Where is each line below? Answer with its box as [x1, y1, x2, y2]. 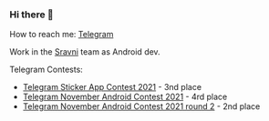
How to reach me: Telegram [9, 29, 114, 40]
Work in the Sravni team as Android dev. [9, 46, 161, 57]
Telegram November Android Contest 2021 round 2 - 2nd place [22, 101, 261, 112]
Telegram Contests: [9, 64, 84, 76]
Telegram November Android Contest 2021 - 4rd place [22, 91, 228, 103]
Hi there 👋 [9, 8, 55, 21]
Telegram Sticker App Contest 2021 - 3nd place [22, 82, 202, 93]
